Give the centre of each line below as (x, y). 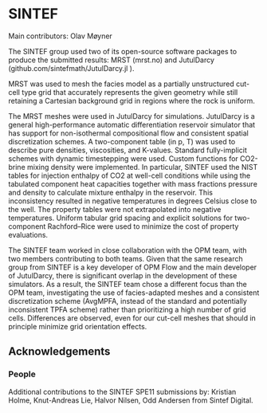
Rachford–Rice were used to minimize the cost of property (143, 226)
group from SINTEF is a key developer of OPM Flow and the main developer (133, 267)
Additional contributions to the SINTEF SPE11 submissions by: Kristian (122, 391)
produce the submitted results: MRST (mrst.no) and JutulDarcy (112, 60)
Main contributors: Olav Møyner (61, 36)
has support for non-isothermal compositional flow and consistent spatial (128, 133)
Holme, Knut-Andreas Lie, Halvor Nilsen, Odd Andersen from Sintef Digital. (131, 400)
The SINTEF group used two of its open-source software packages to (123, 51)
